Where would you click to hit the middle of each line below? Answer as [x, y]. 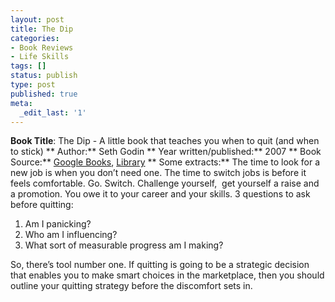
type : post [33, 85]
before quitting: [42, 205]
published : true [44, 94]
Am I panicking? [58, 224]
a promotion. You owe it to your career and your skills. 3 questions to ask [160, 194]
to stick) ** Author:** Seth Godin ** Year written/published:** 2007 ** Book [166, 152]
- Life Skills [40, 57]
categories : [35, 38]
